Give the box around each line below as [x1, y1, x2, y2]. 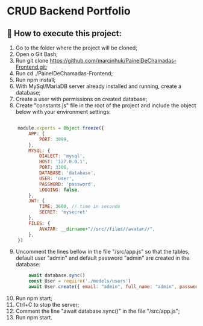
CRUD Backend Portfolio [7, 4, 131, 18]
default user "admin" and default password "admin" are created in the [15, 254, 190, 262]
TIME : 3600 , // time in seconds [39, 204, 120, 210]
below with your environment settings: [15, 108, 111, 115]
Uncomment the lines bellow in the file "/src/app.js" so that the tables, [15, 248, 190, 255]
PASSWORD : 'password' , [39, 181, 96, 187]
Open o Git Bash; [15, 51, 58, 58]
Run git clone [15, 57, 49, 64]
